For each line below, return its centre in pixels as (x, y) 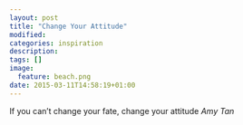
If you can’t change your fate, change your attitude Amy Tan (122, 111)
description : (34, 52)
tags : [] (26, 60)
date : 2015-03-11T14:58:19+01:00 (73, 85)
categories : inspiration (56, 43)
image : (22, 69)
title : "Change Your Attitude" (68, 26)
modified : (28, 34)
